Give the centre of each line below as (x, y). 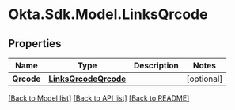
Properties (35, 44)
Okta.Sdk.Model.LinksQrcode (108, 15)
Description (156, 66)
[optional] (205, 79)
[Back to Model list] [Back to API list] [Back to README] (99, 98)
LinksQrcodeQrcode (87, 79)
